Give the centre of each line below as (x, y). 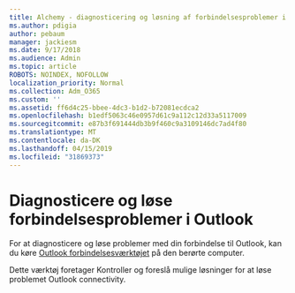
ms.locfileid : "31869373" (57, 157)
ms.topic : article (43, 67)
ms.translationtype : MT (53, 132)
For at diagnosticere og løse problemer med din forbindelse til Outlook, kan (146, 244)
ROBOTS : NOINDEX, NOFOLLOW (59, 75)
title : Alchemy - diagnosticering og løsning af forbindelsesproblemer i (148, 17)
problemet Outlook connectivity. (68, 280)
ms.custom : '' (35, 99)
